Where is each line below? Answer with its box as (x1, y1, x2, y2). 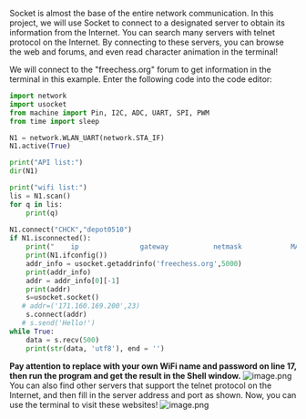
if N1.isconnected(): (9, 234, 92, 243)
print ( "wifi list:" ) (9, 183, 88, 192)
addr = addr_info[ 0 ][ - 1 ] (25, 276, 120, 285)
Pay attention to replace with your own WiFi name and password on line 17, (9, 360, 297, 372)
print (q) (25, 209, 59, 218)
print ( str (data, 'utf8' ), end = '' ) (25, 343, 166, 353)
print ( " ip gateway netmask (25, 242, 243, 251)
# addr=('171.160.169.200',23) (21, 301, 141, 311)
